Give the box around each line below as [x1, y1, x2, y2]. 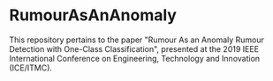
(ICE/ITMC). [9, 63, 53, 73]
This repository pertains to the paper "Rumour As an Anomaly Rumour [9, 34, 265, 45]
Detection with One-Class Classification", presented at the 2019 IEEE [9, 43, 259, 54]
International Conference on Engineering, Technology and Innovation [9, 53, 261, 63]
